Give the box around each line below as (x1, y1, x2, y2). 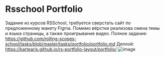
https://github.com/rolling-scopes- (5, 36, 77, 42)
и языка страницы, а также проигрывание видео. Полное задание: (5, 30, 148, 36)
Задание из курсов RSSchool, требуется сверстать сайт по (5, 20, 131, 26)
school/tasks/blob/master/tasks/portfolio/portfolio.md (5, 41, 116, 47)
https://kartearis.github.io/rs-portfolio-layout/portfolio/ (5, 46, 117, 52)
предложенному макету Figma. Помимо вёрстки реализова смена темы (5, 25, 160, 31)
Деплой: (116, 41, 135, 47)
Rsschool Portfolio (5, 3, 83, 15)
